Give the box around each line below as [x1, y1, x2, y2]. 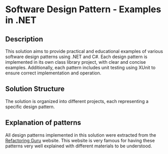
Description [5, 35, 43, 43]
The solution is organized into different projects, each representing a [5, 98, 149, 104]
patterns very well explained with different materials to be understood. [5, 143, 152, 149]
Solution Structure [5, 85, 65, 93]
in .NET [5, 14, 37, 26]
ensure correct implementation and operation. [5, 70, 102, 76]
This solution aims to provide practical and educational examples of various [5, 48, 163, 54]
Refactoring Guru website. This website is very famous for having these [5, 137, 155, 143]
